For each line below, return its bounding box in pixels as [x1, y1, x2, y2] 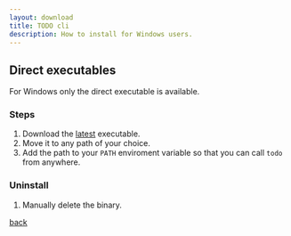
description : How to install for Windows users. [9, 29, 193, 38]
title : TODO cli [9, 21, 69, 30]
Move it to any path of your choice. [21, 138, 151, 149]
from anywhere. [21, 157, 81, 167]
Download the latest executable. [21, 128, 141, 139]
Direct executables [9, 62, 117, 77]
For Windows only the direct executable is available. [9, 86, 200, 97]
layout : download [9, 12, 74, 22]
